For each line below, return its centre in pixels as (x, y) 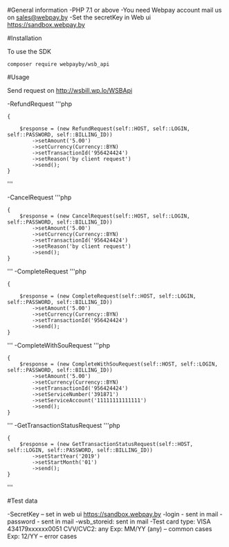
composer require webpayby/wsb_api (58, 64)
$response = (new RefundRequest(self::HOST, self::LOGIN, (105, 129)
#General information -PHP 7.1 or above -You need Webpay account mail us (114, 10)
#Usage (18, 77)
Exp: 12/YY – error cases (42, 536)
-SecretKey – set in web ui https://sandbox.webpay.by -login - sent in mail (113, 514)
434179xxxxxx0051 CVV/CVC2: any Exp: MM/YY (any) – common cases (110, 529)
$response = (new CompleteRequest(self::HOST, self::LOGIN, (108, 296)
